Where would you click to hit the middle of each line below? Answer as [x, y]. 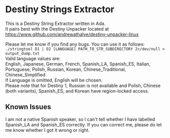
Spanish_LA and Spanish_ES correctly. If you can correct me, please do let [83, 125]
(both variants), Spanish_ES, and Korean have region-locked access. [77, 91]
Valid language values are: [33, 58]
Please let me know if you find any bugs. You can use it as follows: [75, 44]
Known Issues [28, 107]
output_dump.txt [22, 53]
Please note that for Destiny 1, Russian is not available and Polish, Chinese [83, 86]
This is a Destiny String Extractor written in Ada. [55, 23]
